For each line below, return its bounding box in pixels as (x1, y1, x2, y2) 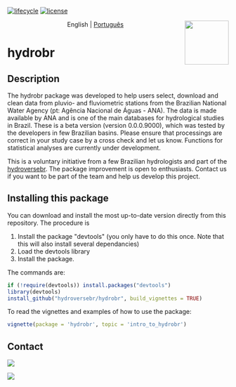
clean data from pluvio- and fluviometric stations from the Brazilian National (7, 99, 227, 107)
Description (7, 72, 60, 84)
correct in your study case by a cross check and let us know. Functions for (7, 136, 223, 144)
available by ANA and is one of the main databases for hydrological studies (7, 114, 225, 122)
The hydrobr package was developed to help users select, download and (7, 91, 219, 100)
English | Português (67, 20, 124, 28)
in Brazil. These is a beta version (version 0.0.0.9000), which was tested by (7, 122, 225, 129)
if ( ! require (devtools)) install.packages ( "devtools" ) (7, 282, 171, 289)
